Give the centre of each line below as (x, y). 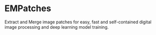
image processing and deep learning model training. (57, 27)
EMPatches (28, 9)
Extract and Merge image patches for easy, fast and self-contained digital (78, 22)
